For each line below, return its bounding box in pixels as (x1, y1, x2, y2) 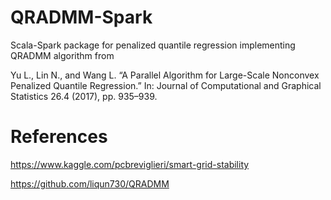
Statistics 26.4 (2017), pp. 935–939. (10, 90, 158, 102)
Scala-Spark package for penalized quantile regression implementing (10, 39, 296, 51)
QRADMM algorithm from (10, 49, 115, 61)
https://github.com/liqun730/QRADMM (10, 177, 170, 190)
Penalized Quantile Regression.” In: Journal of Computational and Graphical (10, 79, 322, 91)
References (10, 126, 108, 148)
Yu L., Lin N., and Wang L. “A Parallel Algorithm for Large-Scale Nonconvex (10, 69, 320, 81)
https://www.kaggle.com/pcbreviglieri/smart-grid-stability (10, 158, 250, 170)
